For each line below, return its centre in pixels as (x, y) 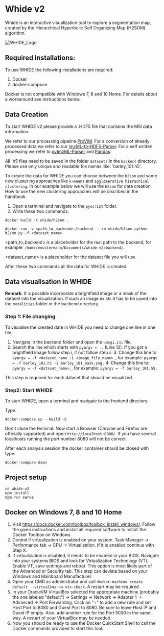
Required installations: (40, 58)
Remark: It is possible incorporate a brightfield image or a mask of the (76, 294)
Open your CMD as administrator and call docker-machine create (77, 581)
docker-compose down (26, 462)
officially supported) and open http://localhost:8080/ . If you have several (81, 433)
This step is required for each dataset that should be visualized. (69, 377)
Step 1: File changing (30, 317)
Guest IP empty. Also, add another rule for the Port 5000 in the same (81, 612)
